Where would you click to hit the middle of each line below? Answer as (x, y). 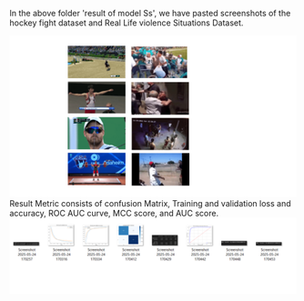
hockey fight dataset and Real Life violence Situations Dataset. (127, 23)
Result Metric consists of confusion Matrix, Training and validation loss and (150, 203)
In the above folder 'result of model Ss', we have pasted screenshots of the (150, 13)
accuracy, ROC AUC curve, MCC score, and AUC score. (114, 213)
